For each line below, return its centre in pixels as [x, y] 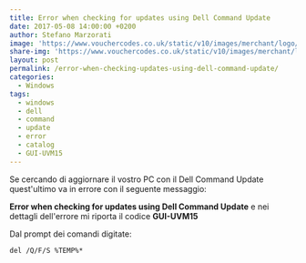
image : [22, 43]
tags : [20, 94]
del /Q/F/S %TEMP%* [46, 250]
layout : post [34, 60]
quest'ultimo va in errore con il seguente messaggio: [108, 188]
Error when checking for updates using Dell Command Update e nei [139, 207]
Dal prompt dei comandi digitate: [71, 234]
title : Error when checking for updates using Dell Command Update [140, 18]
